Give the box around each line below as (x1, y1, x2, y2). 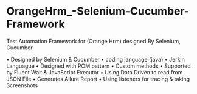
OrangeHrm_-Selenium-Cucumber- (6, 4, 190, 18)
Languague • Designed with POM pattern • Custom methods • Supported (6, 62, 192, 70)
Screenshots (6, 81, 38, 89)
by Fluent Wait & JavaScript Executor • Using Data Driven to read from (6, 68, 183, 76)
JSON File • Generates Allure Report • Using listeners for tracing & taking (6, 75, 190, 82)
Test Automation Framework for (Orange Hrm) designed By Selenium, (6, 37, 181, 45)
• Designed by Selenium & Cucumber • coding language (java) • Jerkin (6, 56, 185, 63)
